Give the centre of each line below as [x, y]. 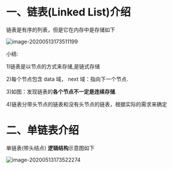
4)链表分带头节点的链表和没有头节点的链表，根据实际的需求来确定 [87, 104]
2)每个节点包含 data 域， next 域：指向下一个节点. [67, 79]
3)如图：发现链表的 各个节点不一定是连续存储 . [61, 91]
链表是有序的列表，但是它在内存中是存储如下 [61, 30]
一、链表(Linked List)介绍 [68, 12]
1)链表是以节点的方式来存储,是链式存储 [53, 66]
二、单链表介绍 [43, 130]
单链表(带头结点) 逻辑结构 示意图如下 [50, 148]
